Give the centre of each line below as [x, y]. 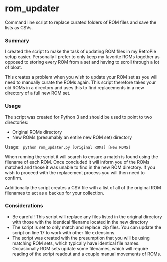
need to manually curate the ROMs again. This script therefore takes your [81, 82]
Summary [17, 40]
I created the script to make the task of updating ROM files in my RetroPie [81, 52]
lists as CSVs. [19, 27]
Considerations [24, 206]
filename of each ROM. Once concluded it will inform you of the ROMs [77, 162]
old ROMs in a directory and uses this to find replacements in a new [75, 88]
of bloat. [14, 67]
